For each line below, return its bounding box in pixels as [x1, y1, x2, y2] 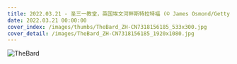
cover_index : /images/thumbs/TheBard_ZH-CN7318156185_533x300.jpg [7, 23, 207, 30]
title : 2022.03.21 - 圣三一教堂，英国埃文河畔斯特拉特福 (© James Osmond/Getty [7, 10, 230, 18]
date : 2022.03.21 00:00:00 [7, 17, 87, 24]
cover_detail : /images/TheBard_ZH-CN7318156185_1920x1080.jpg [7, 30, 195, 37]
